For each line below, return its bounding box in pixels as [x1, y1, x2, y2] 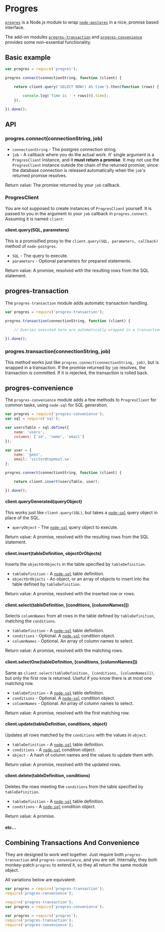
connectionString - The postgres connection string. [12, 146, 117, 152]
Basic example [5, 54, 51, 62]
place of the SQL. [5, 515, 41, 521]
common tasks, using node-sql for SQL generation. [5, 402, 108, 408]
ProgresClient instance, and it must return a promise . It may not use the [12, 157, 160, 163]
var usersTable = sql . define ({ [5, 425, 69, 430]
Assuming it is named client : [5, 216, 64, 222]
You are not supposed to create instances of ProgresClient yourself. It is [5, 205, 152, 211]
